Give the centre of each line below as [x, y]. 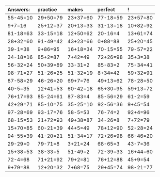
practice [47, 9]
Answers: [19, 9]
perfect [106, 9]
